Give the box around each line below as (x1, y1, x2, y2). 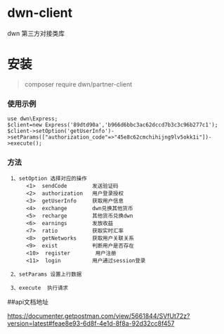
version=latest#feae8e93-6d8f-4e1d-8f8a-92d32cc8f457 (7, 319, 175, 328)
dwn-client (7, 5, 72, 21)
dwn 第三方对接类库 (7, 29, 65, 37)
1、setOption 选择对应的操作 (10, 175, 88, 182)
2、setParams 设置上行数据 (10, 271, 82, 278)
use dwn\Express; (7, 115, 58, 122)
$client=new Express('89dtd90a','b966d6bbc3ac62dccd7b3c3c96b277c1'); (7, 122, 218, 129)
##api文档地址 (7, 297, 49, 307)
